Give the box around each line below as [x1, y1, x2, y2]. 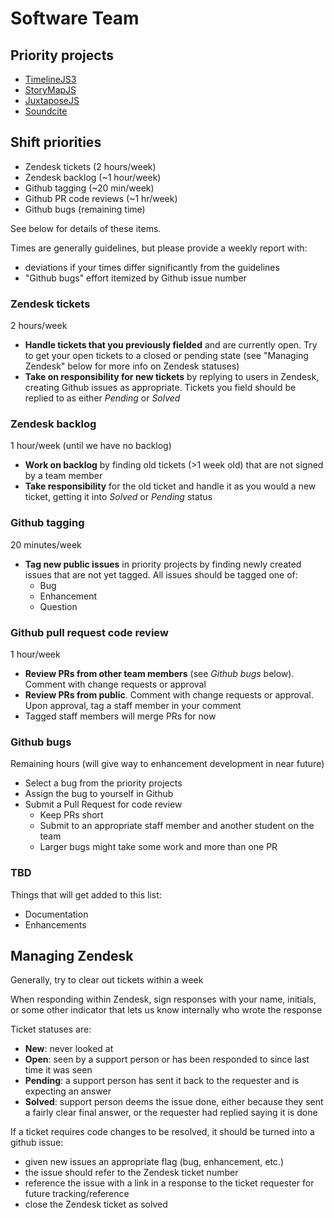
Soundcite [24, 105, 68, 117]
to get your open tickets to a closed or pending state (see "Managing [24, 350, 309, 362]
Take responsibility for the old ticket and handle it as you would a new [24, 480, 317, 492]
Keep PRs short [39, 809, 104, 821]
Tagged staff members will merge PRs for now [24, 710, 217, 722]
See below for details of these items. [10, 222, 162, 234]
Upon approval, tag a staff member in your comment [24, 700, 242, 711]
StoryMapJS [24, 84, 77, 96]
